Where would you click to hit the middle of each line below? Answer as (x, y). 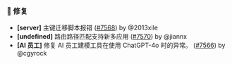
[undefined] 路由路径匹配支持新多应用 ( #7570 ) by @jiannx (102, 37)
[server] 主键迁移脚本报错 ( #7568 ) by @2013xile (87, 28)
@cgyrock (32, 53)
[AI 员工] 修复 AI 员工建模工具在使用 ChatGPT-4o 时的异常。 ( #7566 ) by (121, 45)
